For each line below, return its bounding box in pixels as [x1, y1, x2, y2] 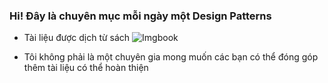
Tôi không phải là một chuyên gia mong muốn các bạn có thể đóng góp [23, 51, 319, 63]
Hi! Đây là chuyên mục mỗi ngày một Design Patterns [9, 9, 272, 23]
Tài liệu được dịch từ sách [23, 32, 131, 44]
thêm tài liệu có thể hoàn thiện [23, 62, 149, 74]
